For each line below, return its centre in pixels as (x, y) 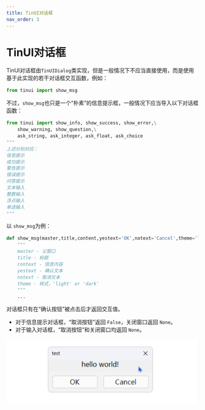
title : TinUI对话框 (30, 13)
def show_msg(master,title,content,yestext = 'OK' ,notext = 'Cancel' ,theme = (101, 238)
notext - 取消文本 (39, 277)
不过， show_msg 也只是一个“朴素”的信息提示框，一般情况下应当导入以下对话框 (103, 103)
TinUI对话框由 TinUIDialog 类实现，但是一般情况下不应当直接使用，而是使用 (100, 70)
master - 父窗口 (37, 251)
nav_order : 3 (23, 19)
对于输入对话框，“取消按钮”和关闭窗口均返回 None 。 (80, 330)
